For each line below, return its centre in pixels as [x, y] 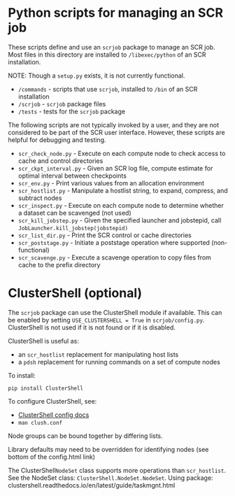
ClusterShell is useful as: [43, 341]
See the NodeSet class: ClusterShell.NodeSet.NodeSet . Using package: [111, 478]
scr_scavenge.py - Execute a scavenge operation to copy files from [115, 257]
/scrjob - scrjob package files [62, 104]
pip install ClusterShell [45, 388]
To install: [22, 375]
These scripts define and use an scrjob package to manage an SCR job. [112, 47]
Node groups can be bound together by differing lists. [85, 436]
